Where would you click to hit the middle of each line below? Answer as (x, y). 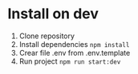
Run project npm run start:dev (70, 61)
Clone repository (47, 36)
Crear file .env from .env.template (75, 53)
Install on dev (53, 14)
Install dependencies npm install (74, 44)
